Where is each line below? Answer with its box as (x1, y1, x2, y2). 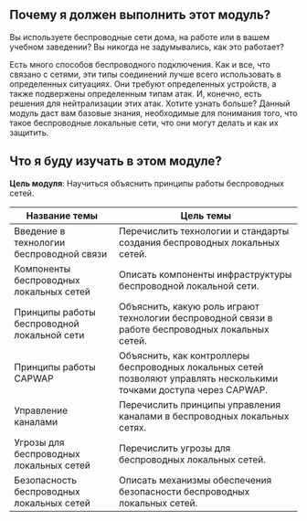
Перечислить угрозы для (118, 441, 231, 454)
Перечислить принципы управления (118, 398, 281, 410)
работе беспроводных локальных (118, 323, 270, 335)
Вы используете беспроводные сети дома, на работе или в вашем (9, 31, 270, 42)
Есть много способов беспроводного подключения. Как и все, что (9, 58, 271, 69)
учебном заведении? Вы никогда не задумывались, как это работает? (9, 41, 285, 52)
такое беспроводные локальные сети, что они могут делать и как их (9, 117, 279, 128)
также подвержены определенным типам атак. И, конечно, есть (9, 88, 262, 99)
